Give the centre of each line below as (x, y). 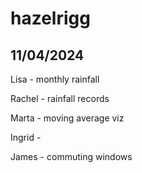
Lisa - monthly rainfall (55, 79)
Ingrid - (26, 137)
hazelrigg (50, 18)
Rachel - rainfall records (60, 98)
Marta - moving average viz (67, 118)
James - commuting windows (71, 156)
